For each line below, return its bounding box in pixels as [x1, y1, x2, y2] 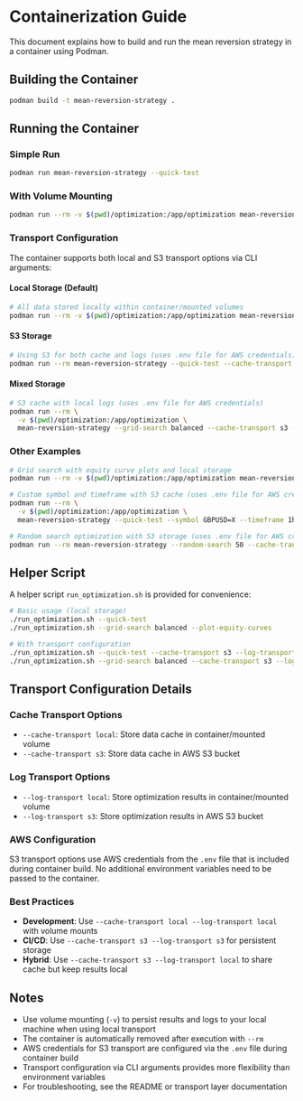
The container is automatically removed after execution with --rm [22, 1033, 264, 1044]
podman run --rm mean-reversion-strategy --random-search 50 [9, 540, 244, 549]
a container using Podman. [9, 45, 110, 56]
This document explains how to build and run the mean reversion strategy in [9, 36, 292, 47]
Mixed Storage [9, 378, 66, 389]
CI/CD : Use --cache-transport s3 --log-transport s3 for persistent [22, 935, 277, 946]
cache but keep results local [22, 964, 128, 975]
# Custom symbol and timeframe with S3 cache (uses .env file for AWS [9, 490, 280, 499]
